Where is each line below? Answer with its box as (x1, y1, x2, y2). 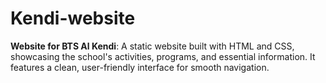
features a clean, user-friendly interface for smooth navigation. (10, 61, 270, 73)
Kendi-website (10, 7, 136, 30)
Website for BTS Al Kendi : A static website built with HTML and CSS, (10, 40, 295, 52)
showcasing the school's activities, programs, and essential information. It (10, 50, 316, 62)
